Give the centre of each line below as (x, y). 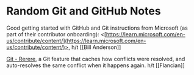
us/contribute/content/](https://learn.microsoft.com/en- (76, 41)
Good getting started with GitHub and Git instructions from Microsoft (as (97, 28)
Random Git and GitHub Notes (84, 11)
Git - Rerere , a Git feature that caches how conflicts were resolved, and (96, 59)
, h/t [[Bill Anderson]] (95, 47)
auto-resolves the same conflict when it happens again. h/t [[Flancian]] (95, 65)
